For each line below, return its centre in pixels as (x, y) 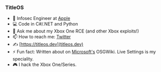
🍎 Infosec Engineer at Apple (41, 18)
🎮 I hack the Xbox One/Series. (44, 64)
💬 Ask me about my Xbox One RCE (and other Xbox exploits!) (76, 31)
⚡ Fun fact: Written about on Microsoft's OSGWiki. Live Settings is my (84, 52)
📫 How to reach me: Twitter (42, 37)
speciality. (23, 59)
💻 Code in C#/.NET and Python (45, 24)
